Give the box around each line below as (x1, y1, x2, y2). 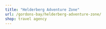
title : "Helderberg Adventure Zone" (5, 7, 80, 12)
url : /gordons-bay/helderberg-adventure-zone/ (5, 12, 102, 17)
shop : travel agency (5, 16, 47, 21)
